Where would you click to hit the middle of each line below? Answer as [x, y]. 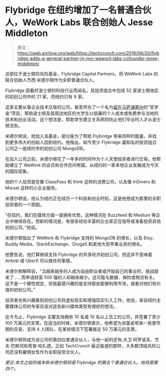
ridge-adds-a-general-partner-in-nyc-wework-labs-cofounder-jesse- [88, 58]
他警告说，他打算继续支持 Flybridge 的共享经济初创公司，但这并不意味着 [79, 254]
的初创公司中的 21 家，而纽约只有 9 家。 [46, 96]
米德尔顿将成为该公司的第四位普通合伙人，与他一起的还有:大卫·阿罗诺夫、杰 [82, 339]
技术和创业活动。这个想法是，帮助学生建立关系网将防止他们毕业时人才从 [79, 119]
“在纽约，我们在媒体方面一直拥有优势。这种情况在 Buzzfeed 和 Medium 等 [81, 215]
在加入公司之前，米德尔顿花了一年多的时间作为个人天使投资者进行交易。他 [81, 159]
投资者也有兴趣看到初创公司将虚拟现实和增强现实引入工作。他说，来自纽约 [81, 300]
